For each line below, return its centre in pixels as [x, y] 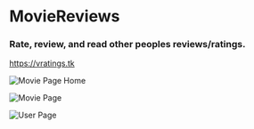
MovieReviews [65, 16]
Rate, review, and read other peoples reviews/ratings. [127, 44]
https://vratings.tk [42, 63]
